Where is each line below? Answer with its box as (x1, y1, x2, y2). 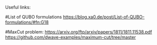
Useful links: (5, 4, 31, 10)
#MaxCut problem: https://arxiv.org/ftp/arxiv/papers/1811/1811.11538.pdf (5, 29, 152, 34)
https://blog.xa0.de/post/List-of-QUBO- (62, 14, 145, 19)
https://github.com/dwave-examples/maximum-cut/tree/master (5, 34, 136, 40)
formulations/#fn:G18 (5, 19, 49, 25)
